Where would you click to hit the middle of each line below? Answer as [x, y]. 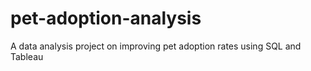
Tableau [27, 56]
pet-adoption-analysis [106, 18]
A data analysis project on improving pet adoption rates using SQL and [156, 46]
